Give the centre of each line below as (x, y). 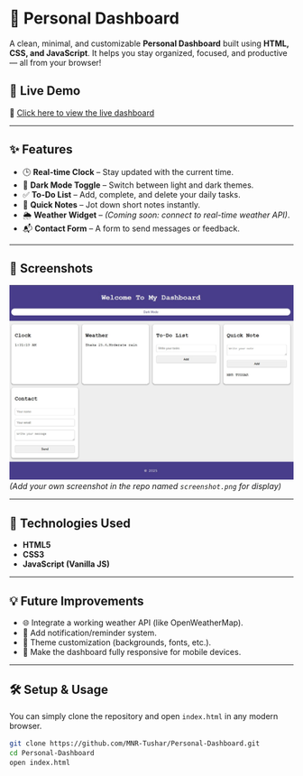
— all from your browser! (55, 62)
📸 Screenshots (51, 268)
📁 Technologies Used (70, 523)
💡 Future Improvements (77, 600)
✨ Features (41, 149)
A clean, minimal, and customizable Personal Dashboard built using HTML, (149, 43)
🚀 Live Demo (45, 91)
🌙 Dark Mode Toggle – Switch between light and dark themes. (138, 185)
